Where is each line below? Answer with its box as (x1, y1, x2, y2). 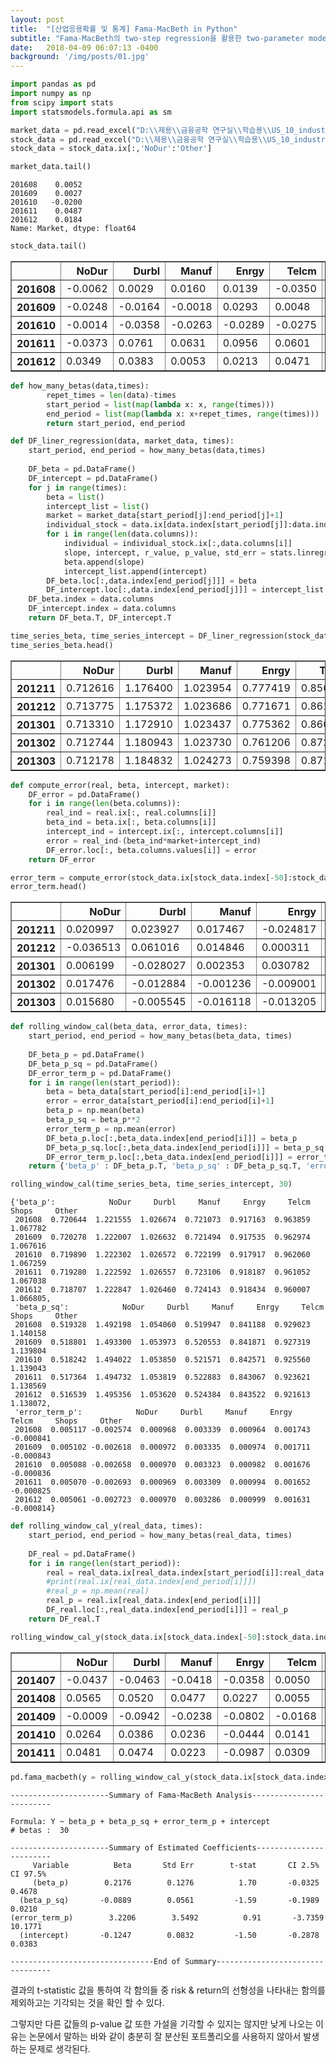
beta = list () (46, 492, 105, 502)
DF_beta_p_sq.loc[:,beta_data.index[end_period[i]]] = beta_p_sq (46, 1142, 325, 1153)
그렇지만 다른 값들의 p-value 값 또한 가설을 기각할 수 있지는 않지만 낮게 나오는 (10, 2017, 314, 2030)
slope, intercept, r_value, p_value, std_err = (63, 547, 267, 558)
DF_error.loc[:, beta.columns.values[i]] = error (46, 845, 257, 855)
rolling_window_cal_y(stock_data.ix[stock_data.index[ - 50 (10, 1632, 257, 1642)
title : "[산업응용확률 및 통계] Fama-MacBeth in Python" (10, 24, 238, 34)
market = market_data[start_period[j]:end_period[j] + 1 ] (46, 511, 284, 521)
